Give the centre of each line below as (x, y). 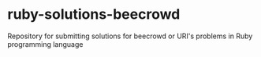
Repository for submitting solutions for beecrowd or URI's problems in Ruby (130, 36)
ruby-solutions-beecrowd (94, 14)
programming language (45, 44)
